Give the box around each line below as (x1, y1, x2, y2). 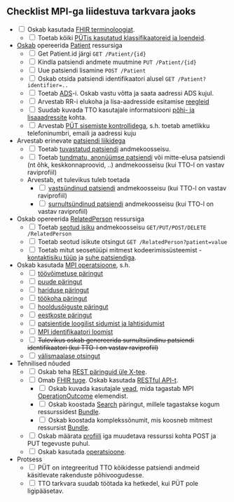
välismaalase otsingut (37, 352, 101, 360)
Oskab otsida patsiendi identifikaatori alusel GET (37, 74, 175, 83)
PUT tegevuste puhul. (27, 439, 90, 447)
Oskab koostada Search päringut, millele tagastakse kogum (48, 400, 220, 408)
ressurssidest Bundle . (37, 407, 101, 416)
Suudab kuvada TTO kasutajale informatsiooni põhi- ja (37, 105, 195, 114)
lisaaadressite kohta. (27, 112, 87, 122)
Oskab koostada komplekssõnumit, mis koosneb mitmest (48, 416, 213, 424)
